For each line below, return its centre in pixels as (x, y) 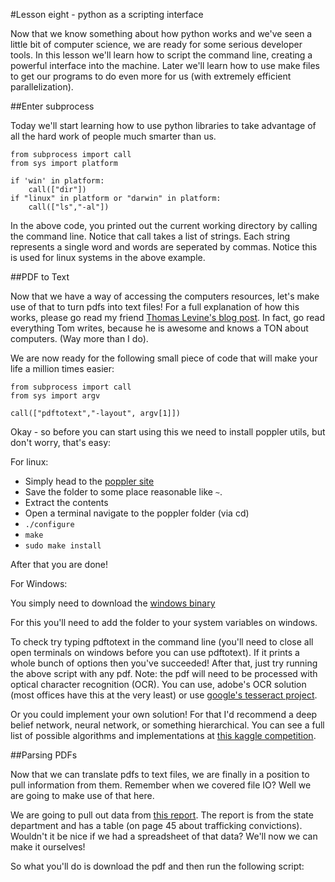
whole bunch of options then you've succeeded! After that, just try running (164, 663)
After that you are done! (59, 564)
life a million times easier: (62, 368)
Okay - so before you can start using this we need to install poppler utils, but (168, 432)
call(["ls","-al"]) (69, 207)
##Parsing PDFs (44, 755)
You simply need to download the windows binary (113, 603)
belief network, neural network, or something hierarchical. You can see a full (167, 725)
